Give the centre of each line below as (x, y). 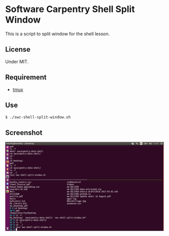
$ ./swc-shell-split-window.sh (38, 117)
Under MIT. (17, 62)
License (18, 49)
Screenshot (24, 133)
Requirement (26, 77)
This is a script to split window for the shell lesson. (58, 34)
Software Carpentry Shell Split (70, 9)
